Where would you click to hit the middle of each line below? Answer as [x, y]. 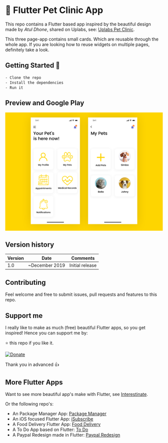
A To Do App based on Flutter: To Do [50, 429]
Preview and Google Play [45, 103]
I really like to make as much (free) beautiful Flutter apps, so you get [75, 328]
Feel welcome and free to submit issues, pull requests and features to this [81, 294]
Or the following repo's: [29, 404]
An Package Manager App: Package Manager [59, 414]
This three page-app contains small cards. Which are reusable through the [82, 39]
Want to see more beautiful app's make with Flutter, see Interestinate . [77, 394]
